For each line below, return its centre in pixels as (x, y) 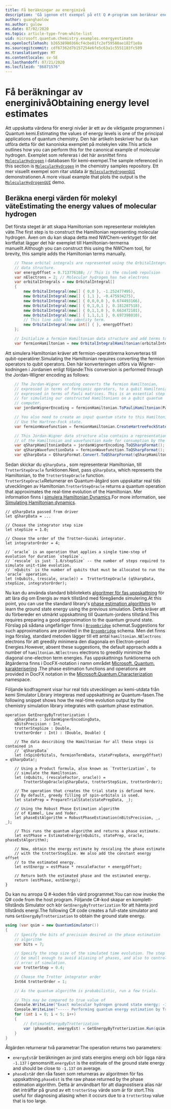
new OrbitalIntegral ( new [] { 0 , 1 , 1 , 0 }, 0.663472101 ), (83, 310)
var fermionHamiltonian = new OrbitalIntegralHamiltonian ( (78, 343)
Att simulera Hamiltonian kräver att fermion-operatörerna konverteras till (81, 353)
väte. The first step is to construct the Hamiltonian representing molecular (82, 232)
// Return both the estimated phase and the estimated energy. (83, 876)
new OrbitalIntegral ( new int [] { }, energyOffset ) (78, 325)
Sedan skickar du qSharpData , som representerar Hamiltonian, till (73, 464)
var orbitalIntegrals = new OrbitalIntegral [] (65, 282)
